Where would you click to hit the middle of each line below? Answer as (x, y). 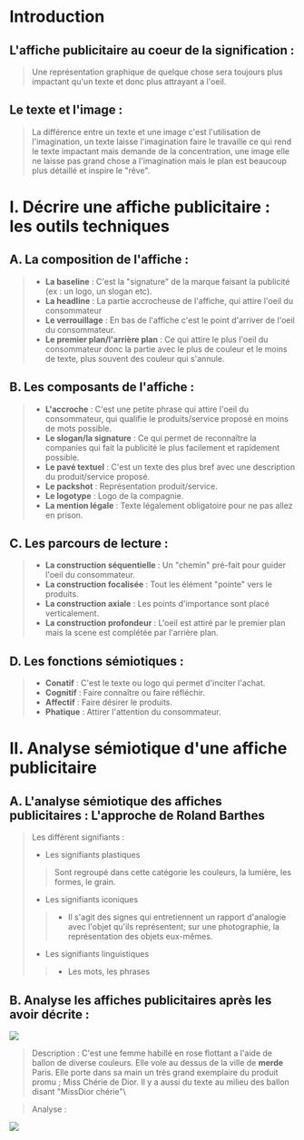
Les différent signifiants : (78, 837)
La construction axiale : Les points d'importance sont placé (157, 604)
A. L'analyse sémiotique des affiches (116, 801)
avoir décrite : (49, 1014)
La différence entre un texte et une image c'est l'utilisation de (146, 132)
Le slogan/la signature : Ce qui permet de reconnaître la (151, 438)
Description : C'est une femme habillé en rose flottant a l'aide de (152, 1053)
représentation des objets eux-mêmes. (140, 937)
